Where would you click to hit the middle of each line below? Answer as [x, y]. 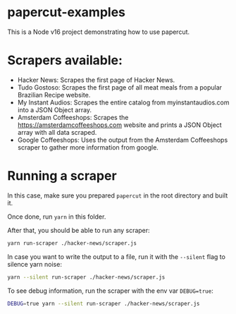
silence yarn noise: [35, 264]
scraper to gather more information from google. [88, 147]
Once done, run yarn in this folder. [57, 217]
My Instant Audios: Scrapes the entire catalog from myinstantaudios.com [123, 102]
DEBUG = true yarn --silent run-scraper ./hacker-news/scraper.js [104, 303]
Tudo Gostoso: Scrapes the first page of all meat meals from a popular [120, 87]
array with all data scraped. [57, 132]
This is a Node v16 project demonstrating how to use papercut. [99, 32]
